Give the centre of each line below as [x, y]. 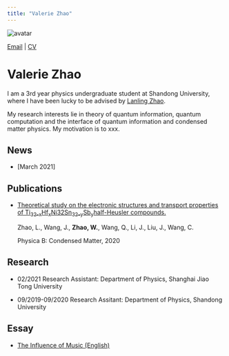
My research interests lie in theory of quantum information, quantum [104, 114]
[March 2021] [36, 167]
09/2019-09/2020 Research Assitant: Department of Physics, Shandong [120, 300]
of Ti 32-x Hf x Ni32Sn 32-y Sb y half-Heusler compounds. [92, 213]
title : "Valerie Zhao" [40, 13]
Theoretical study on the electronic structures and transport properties [118, 205]
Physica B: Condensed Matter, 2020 [69, 240]
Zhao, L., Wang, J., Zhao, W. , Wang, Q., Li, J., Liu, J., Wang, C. [106, 227]
